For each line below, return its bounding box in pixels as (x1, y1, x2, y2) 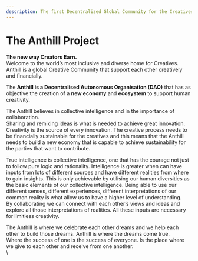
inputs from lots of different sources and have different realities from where (6, 169, 189, 176)
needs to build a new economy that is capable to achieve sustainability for (6, 139, 186, 146)
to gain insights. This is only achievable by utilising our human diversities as (6, 175, 190, 182)
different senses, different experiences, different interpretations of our (6, 188, 177, 195)
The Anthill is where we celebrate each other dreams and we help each (6, 224, 179, 231)
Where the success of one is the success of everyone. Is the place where (6, 236, 184, 243)
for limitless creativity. (6, 212, 60, 219)
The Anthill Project (6, 34, 99, 47)
